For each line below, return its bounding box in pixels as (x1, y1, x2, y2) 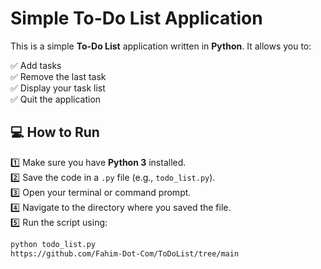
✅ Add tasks (10, 59, 62, 71)
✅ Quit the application (10, 93, 102, 105)
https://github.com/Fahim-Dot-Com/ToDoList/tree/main (10, 248, 240, 259)
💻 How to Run (10, 124, 100, 141)
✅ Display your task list (10, 82, 106, 94)
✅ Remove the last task (10, 70, 107, 82)
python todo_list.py (10, 239, 97, 249)
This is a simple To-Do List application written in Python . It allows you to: (10, 40, 312, 52)
